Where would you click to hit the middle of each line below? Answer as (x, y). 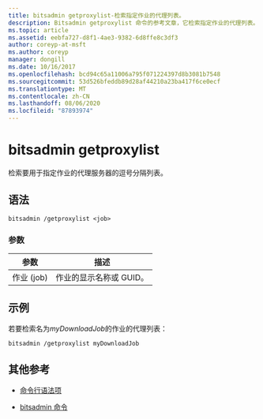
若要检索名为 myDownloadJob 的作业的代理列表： (88, 328)
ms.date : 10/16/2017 (42, 67)
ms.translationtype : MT (47, 89)
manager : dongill (37, 60)
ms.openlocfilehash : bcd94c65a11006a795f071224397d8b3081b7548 (115, 74)
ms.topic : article (38, 30)
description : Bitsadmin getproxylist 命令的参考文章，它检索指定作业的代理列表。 (133, 23)
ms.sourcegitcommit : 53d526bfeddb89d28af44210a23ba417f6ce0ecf (115, 81)
